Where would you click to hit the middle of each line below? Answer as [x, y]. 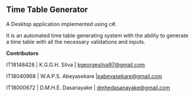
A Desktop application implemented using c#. [62, 24]
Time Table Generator [47, 10]
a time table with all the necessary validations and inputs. [76, 41]
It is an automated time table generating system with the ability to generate [97, 35]
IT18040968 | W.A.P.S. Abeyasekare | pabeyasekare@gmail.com [84, 76]
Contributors [22, 53]
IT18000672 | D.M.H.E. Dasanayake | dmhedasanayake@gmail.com [88, 88]
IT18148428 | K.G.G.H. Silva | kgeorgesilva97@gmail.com [76, 64]
